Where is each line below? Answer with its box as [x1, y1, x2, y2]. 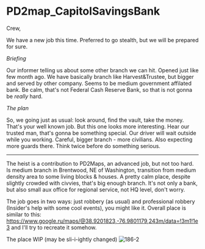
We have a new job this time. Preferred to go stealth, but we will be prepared [6, 36, 199, 43]
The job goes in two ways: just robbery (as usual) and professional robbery [6, 198, 195, 205]
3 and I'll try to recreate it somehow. [6, 223, 97, 231]
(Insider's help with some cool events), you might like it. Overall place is [6, 204, 186, 212]
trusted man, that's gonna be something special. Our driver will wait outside [6, 129, 196, 136]
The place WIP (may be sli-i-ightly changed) [6, 236, 118, 243]
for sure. [6, 43, 28, 50]
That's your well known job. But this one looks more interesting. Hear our [6, 122, 190, 130]
